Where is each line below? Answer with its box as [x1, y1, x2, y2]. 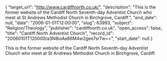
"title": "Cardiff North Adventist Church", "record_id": [5, 30, 114, 36]
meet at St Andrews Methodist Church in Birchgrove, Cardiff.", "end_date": [5, 15, 158, 20]
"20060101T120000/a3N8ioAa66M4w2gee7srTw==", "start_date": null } [5, 35, 153, 41]
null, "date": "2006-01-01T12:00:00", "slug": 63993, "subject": [5, 20, 133, 26]
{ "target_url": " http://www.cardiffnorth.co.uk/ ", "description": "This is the [5, 4, 156, 10]
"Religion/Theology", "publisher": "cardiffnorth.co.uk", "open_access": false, [5, 25, 162, 31]
